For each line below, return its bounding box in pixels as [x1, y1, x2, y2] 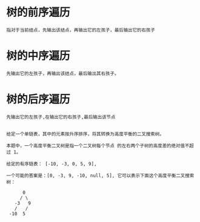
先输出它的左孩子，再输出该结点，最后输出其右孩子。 [6, 70, 119, 76]
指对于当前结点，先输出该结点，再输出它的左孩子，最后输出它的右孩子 [6, 27, 156, 33]
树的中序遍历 [6, 49, 71, 63]
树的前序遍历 [6, 5, 71, 19]
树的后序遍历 [6, 93, 71, 106]
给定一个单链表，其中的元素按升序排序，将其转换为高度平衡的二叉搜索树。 [6, 131, 165, 137]
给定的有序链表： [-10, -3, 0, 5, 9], [6, 161, 97, 167]
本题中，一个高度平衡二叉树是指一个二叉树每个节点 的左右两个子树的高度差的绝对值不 [6, 143, 190, 149]
